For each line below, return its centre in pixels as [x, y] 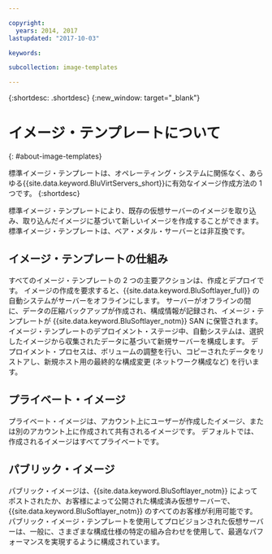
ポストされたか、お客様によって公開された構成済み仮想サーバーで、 [122, 500]
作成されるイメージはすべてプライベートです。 [86, 441]
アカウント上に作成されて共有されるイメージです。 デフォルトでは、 [144, 431]
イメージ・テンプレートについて [114, 133]
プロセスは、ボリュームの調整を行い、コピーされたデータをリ [161, 351]
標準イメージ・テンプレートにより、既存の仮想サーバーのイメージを [122, 211]
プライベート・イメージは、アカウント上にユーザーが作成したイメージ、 [129, 421]
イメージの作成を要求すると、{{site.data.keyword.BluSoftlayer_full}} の [142, 290]
